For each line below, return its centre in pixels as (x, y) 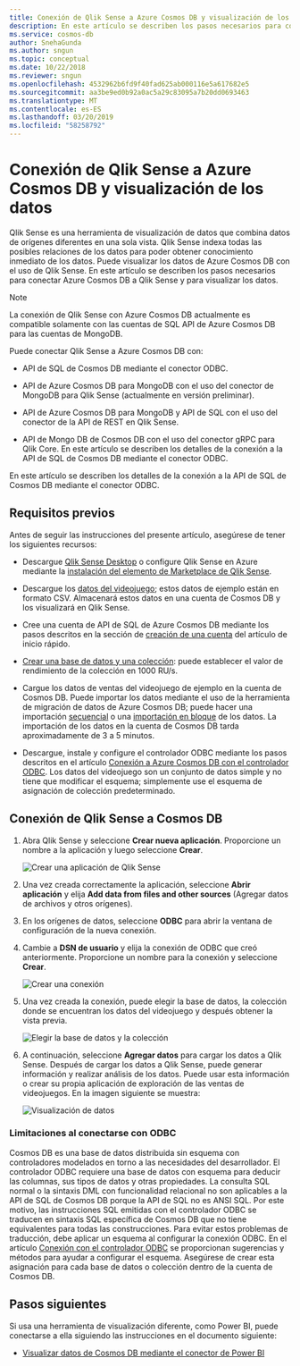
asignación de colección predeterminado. (99, 790)
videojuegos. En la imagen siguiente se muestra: (111, 1092)
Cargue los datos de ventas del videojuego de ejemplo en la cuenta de (152, 687)
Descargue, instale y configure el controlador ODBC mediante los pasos (154, 753)
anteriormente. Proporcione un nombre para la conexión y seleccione (150, 957)
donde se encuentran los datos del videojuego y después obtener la (147, 1010)
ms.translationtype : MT (54, 101)
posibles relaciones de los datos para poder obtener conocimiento (131, 251)
